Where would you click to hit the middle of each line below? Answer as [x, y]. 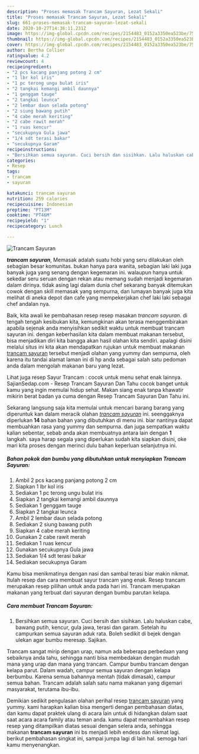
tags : [13, 172]
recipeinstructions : [32, 149]
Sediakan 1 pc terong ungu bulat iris [59, 493]
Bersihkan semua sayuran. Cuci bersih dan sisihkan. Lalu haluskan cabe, [104, 621]
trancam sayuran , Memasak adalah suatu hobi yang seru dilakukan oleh [95, 260]
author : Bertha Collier [36, 50]
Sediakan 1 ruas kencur [44, 543]
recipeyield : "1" [28, 221]
